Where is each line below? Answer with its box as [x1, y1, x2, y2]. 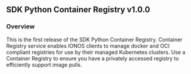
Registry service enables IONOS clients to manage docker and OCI [6, 42, 170, 49]
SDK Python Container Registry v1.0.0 [6, 5, 151, 15]
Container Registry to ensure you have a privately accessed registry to [6, 54, 179, 62]
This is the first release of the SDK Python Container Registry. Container [6, 36, 183, 43]
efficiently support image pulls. [6, 61, 82, 68]
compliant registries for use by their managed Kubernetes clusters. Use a [6, 49, 186, 56]
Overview [6, 22, 35, 31]
